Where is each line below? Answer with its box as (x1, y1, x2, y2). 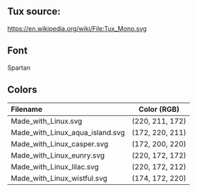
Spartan (7, 63, 30, 72)
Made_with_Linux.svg (11, 116, 83, 126)
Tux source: (7, 6, 61, 18)
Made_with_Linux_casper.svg (11, 139, 109, 149)
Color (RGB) (138, 105, 180, 115)
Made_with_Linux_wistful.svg (11, 174, 107, 184)
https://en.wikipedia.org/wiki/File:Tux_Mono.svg (7, 24, 147, 32)
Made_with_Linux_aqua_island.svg (11, 128, 125, 138)
